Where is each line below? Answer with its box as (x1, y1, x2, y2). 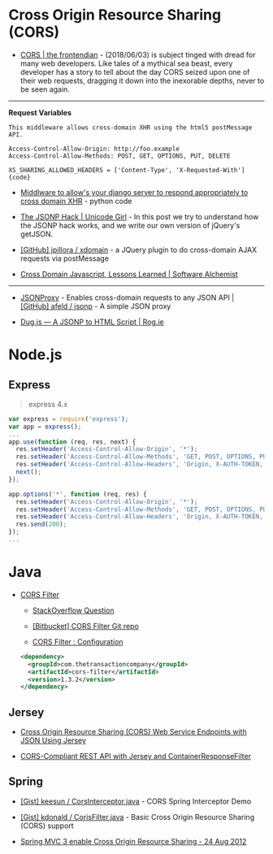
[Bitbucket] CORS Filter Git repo (32, 621, 140, 631)
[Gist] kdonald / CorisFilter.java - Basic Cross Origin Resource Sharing (19, 812, 254, 821)
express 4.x (28, 399, 68, 409)
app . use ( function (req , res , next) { (8, 437, 136, 446)
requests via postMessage (19, 254, 110, 263)
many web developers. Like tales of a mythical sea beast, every (19, 59, 233, 68)
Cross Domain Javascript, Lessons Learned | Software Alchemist (19, 269, 238, 279)
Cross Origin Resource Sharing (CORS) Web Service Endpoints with (19, 727, 247, 737)
